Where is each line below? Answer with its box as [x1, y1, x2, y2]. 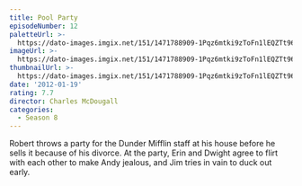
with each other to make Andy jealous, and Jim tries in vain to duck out [9, 157, 272, 168]
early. [9, 167, 31, 178]
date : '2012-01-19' [9, 80, 83, 89]
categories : [9, 105, 54, 114]
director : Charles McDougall [9, 96, 119, 106]
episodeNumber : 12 [9, 22, 78, 31]
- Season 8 [17, 113, 58, 122]
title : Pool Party [9, 13, 78, 22]
